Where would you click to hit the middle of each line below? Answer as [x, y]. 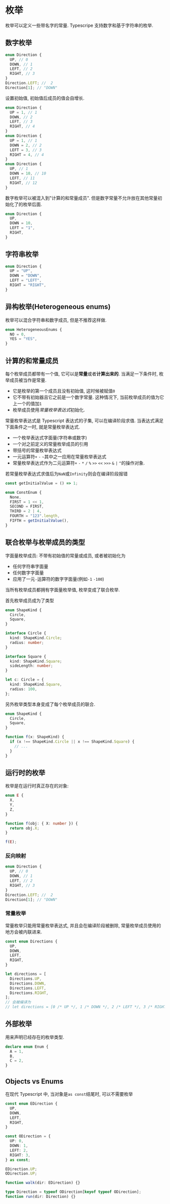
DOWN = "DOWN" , [26, 276]
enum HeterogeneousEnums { [34, 329]
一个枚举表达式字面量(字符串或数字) [50, 438]
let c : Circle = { [25, 680]
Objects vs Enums [34, 1081]
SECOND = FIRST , [27, 506]
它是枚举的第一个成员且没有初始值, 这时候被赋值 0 [64, 391]
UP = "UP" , [21, 271]
